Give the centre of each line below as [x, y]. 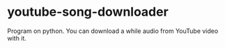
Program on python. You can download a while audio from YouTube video [113, 31]
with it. [17, 38]
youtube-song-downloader [88, 12]
